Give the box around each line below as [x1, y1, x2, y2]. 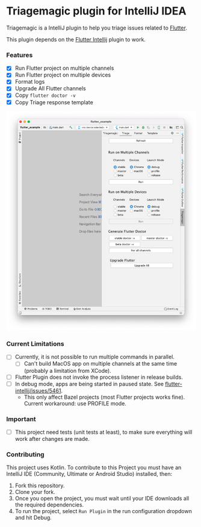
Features [6, 51, 33, 59]
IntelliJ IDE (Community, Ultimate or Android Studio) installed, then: [6, 470, 173, 478]
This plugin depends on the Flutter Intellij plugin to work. [6, 36, 146, 43]
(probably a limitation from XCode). [23, 367, 111, 374]
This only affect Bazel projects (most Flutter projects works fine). [23, 393, 185, 401]
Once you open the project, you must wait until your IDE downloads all [14, 495, 190, 502]
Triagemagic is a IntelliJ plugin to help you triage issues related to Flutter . [6, 24, 188, 31]
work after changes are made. [14, 435, 90, 443]
